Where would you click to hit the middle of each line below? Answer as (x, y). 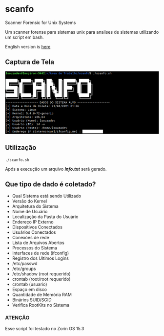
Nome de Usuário (30, 212)
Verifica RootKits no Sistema (41, 305)
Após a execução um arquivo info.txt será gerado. (56, 169)
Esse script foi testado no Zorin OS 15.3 (45, 328)
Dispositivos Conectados (37, 227)
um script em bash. (24, 37)
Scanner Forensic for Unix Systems (41, 22)
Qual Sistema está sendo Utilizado (47, 196)
